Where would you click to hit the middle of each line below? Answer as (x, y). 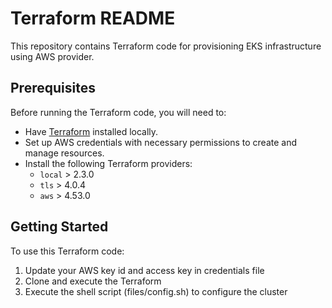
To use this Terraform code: (67, 251)
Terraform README (93, 18)
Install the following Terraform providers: (108, 163)
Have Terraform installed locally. (91, 131)
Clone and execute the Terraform (93, 281)
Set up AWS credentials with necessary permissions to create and (161, 142)
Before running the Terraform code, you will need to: (118, 112)
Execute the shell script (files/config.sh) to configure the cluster (156, 291)
